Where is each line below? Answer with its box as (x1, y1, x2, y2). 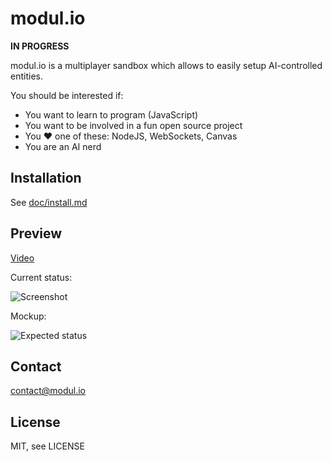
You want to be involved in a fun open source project (24, 119, 243, 131)
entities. (10, 70, 43, 82)
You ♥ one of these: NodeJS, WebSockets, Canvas (24, 130, 238, 142)
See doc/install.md (10, 196, 88, 208)
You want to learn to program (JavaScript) (24, 108, 199, 121)
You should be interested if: (10, 89, 124, 101)
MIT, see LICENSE (10, 440, 85, 452)
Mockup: (10, 310, 47, 322)
